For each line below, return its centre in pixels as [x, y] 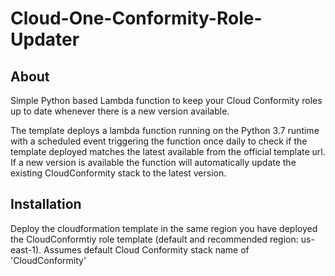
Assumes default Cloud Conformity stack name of [146, 249]
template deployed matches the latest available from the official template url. [168, 151]
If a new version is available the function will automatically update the [153, 162]
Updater [45, 39]
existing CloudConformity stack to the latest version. [118, 173]
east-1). [26, 249]
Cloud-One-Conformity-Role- [136, 18]
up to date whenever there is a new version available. [120, 111]
